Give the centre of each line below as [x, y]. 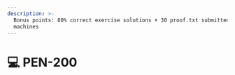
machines [26, 26]
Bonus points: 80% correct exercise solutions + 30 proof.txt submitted [122, 20]
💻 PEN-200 [42, 62]
